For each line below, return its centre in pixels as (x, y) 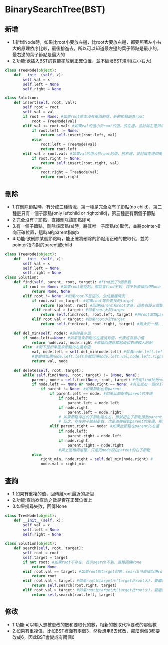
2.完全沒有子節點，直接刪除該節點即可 (52, 220)
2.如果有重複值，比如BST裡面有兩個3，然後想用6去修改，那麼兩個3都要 (86, 631)
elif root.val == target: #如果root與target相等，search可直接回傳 (91, 572)
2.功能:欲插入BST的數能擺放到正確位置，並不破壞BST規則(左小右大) (82, 61)
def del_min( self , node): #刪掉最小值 (53, 333)
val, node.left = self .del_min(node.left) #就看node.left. (94, 352)
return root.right (60, 177)
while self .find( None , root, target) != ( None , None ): (81, 375)
